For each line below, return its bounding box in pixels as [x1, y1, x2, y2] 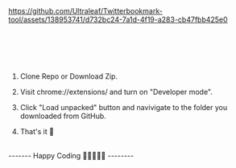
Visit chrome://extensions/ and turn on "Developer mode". [19, 87, 213, 96]
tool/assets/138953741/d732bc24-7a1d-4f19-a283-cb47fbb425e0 [8, 14, 228, 24]
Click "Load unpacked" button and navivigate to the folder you [19, 103, 228, 112]
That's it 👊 [19, 127, 55, 136]
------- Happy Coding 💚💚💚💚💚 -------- [8, 151, 135, 160]
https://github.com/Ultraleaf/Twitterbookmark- [8, 6, 163, 15]
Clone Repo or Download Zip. [19, 72, 118, 81]
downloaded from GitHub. [19, 111, 106, 121]
